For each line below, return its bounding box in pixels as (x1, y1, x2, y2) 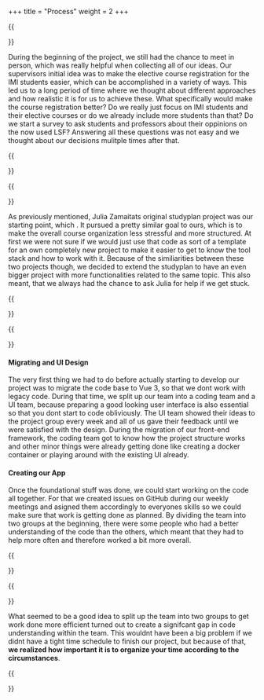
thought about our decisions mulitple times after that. (8, 136, 180, 145)
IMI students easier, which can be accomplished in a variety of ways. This (8, 78, 247, 86)
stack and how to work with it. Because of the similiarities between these (8, 254, 244, 262)
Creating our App (8, 467, 66, 478)
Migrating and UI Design (8, 357, 89, 367)
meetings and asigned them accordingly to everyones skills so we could (8, 502, 242, 511)
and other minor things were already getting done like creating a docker (8, 442, 240, 451)
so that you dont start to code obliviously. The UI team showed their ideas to (8, 409, 255, 418)
